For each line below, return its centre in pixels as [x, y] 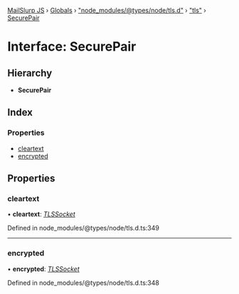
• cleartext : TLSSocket [42, 214]
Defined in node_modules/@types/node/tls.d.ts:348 [84, 283]
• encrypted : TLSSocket [43, 269]
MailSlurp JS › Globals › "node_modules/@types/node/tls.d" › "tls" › [107, 10]
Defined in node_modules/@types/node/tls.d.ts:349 [84, 228]
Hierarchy [30, 73]
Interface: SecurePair [72, 47]
